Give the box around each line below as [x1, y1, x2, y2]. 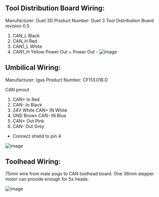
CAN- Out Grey [12, 123, 44, 129]
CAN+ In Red [12, 96, 40, 103]
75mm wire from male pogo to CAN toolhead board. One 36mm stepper [5, 171, 154, 177]
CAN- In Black [12, 102, 42, 108]
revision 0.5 [5, 23, 30, 29]
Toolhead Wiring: [5, 158, 61, 166]
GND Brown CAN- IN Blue [12, 112, 67, 118]
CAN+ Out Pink [12, 118, 44, 124]
